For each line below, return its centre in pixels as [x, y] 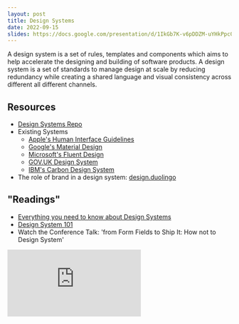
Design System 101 [45, 224]
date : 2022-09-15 [33, 27]
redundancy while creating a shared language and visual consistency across [119, 77]
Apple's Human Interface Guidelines [81, 139]
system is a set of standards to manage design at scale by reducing [106, 69]
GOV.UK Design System [63, 162]
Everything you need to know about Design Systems [95, 217]
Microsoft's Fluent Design [66, 155]
